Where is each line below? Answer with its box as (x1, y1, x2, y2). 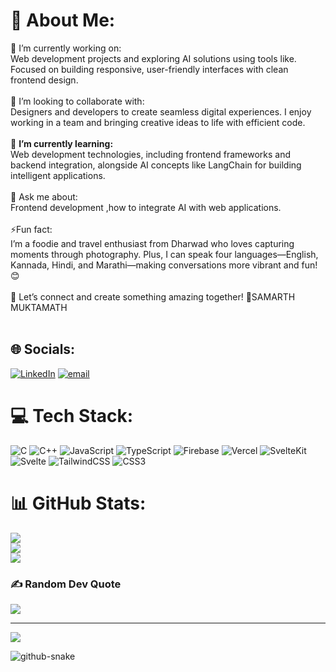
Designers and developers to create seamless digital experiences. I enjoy (10, 105, 312, 118)
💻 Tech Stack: (10, 404, 134, 427)
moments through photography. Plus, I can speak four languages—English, (10, 248, 319, 260)
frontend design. (10, 74, 79, 86)
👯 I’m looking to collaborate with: (10, 95, 145, 107)
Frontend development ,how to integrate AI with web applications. (10, 201, 282, 213)
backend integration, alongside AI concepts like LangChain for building (10, 159, 302, 171)
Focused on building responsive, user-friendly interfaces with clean (10, 63, 289, 75)
